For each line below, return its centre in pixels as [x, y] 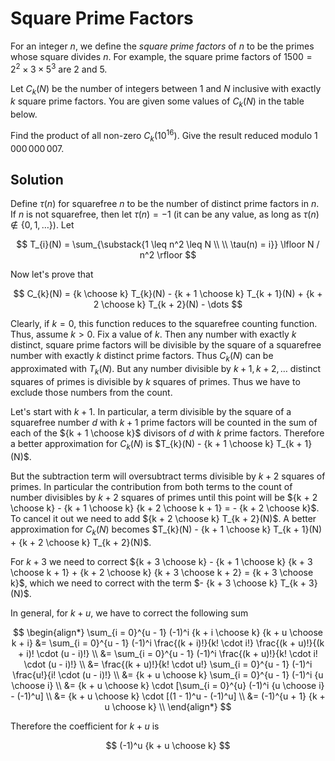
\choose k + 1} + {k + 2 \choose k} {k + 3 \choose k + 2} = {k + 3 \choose [162, 572]
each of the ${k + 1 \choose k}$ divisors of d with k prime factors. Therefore [167, 433]
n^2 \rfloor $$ [168, 255]
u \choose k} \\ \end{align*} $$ [168, 706]
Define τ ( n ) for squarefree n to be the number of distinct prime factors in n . [165, 204]
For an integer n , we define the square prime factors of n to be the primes [162, 46]
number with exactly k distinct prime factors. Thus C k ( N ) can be [142, 357]
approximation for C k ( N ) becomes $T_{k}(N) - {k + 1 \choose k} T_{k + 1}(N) [166, 530]
